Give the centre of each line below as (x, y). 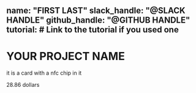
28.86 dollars (23, 85)
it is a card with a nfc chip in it (44, 73)
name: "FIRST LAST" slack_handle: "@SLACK (96, 11)
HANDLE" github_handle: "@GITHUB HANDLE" (98, 20)
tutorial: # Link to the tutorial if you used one (92, 30)
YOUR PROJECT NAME (66, 56)
